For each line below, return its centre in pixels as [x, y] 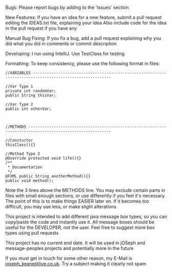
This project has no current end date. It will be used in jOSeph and [75, 243]
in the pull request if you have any [41, 28]
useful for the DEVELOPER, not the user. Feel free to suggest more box [80, 227]
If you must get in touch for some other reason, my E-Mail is [69, 258]
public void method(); [30, 181]
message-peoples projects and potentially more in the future [70, 248]
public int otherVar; [28, 109]
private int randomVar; [31, 91]
